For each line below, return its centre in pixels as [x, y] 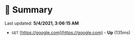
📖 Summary [29, 10]
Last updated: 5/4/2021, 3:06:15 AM [42, 23]
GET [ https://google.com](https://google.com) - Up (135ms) [71, 32]
